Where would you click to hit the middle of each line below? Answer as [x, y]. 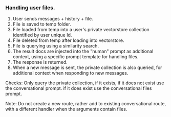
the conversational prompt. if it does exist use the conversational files [79, 88]
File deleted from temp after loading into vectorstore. [68, 40]
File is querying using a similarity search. [56, 46]
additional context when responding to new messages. [70, 73]
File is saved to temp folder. [42, 24]
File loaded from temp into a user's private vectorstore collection [81, 30]
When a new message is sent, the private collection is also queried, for [87, 67]
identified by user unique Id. [42, 35]
